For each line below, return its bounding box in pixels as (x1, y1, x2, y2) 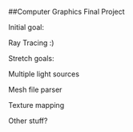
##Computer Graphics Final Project (8, 7, 126, 16)
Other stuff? (8, 116, 48, 126)
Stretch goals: (8, 54, 54, 63)
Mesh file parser (8, 85, 62, 94)
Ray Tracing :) (8, 38, 54, 47)
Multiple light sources (8, 69, 80, 79)
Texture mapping (8, 101, 65, 109)
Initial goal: (8, 23, 44, 31)
